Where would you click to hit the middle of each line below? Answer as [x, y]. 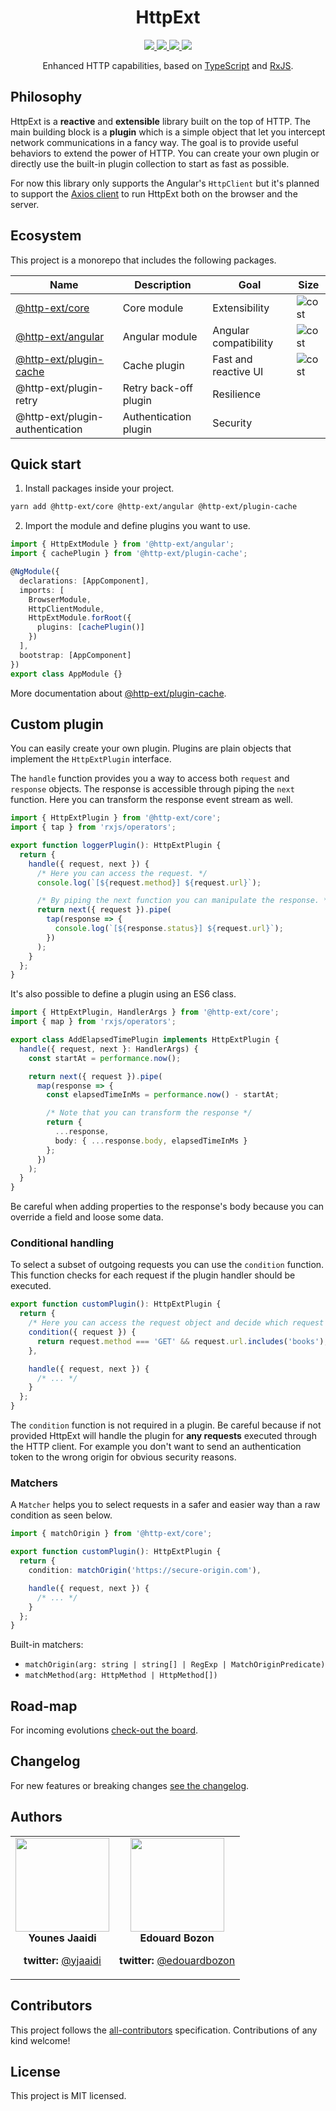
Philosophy [46, 97]
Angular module [160, 336]
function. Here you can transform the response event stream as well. [152, 800]
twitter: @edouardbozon [177, 1960]
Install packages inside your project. [99, 488]
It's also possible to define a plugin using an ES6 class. [123, 994]
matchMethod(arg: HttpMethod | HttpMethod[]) [121, 1676]
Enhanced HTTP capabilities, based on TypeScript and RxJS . [168, 65]
